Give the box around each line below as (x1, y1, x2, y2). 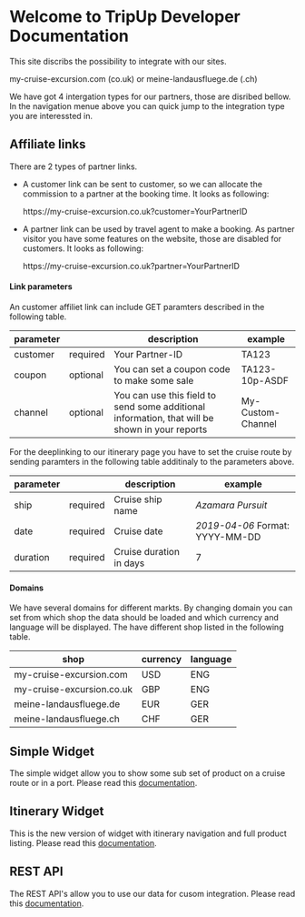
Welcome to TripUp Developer (9, 6, 241, 27)
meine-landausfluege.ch (14, 712, 120, 725)
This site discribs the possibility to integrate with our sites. (9, 55, 227, 66)
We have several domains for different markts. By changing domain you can (9, 602, 293, 613)
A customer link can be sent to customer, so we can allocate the (22, 178, 263, 189)
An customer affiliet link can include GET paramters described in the (9, 301, 265, 312)
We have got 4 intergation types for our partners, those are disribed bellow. (9, 91, 291, 102)
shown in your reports (113, 423, 208, 436)
